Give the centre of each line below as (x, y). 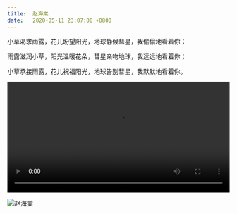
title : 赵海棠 (28, 14)
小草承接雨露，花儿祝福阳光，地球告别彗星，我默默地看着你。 (97, 71)
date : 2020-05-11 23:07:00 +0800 (60, 20)
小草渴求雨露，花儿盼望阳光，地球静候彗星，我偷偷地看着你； (97, 41)
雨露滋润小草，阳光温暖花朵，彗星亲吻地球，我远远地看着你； (97, 56)
